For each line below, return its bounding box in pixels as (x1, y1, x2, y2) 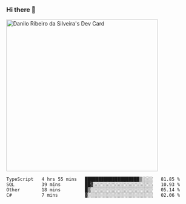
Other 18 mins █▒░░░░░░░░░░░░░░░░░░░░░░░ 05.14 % (6, 187, 181, 193)
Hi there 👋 (6, 5, 36, 14)
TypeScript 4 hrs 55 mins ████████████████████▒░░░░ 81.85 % (6, 176, 181, 183)
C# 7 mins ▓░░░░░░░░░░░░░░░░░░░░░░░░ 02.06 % (6, 192, 181, 199)
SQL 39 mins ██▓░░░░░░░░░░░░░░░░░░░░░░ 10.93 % (6, 182, 181, 188)
